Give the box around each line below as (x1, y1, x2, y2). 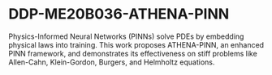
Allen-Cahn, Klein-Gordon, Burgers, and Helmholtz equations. (8, 57, 215, 67)
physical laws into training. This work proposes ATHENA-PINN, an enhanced (8, 40, 265, 49)
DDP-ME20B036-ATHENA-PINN (8, 5, 230, 23)
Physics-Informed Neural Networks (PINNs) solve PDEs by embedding (8, 31, 244, 41)
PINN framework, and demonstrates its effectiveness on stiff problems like (8, 48, 257, 58)
